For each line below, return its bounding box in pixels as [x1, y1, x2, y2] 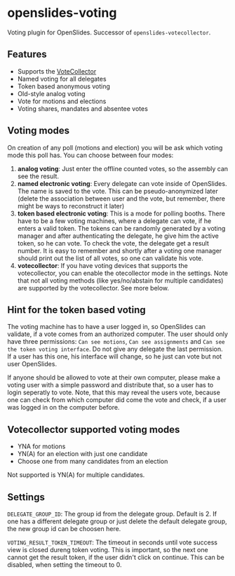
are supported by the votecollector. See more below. [17, 283, 170, 292]
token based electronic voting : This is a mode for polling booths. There [17, 209, 226, 217]
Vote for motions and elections [17, 97, 107, 105]
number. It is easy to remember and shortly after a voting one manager [17, 246, 222, 255]
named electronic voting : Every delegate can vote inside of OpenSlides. [17, 179, 227, 187]
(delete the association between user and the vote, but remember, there [17, 194, 226, 203]
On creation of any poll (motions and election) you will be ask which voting [7, 143, 223, 152]
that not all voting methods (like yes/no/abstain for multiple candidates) [17, 276, 224, 285]
